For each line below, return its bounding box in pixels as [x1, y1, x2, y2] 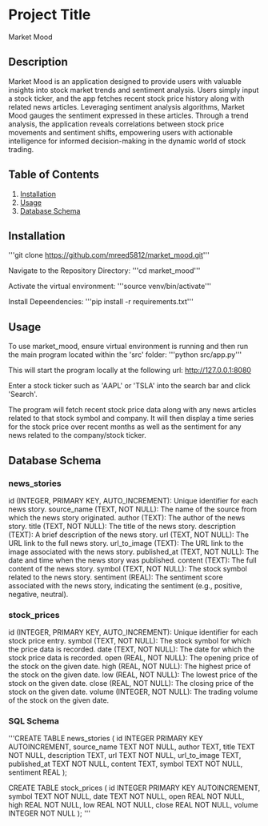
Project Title [8, 6, 91, 24]
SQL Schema [8, 716, 60, 727]
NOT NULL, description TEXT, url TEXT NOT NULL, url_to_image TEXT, [8, 751, 242, 760]
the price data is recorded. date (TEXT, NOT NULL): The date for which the [8, 644, 254, 654]
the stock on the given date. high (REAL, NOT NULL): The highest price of [8, 662, 251, 672]
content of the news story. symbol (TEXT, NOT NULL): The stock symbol [8, 563, 248, 573]
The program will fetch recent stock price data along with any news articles [8, 405, 257, 415]
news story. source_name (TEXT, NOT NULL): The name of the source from [8, 504, 258, 514]
